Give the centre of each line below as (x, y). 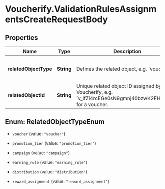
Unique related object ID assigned (115, 86)
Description (127, 51)
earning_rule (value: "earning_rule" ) (50, 162)
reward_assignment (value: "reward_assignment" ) (61, 181)
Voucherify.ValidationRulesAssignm (81, 9)
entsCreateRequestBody (56, 19)
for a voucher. (92, 104)
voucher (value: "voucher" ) (39, 134)
